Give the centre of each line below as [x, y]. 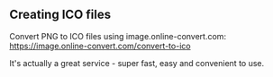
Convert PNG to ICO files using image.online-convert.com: [118, 36]
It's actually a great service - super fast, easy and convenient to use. [137, 63]
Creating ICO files [60, 15]
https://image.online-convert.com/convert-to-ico [100, 46]
